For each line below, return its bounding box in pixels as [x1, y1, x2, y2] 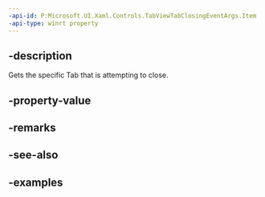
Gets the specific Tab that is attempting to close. [8, 70, 169, 80]
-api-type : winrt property [8, 19, 99, 27]
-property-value [8, 93, 92, 107]
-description [8, 49, 72, 63]
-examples [8, 175, 63, 189]
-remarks [8, 121, 56, 135]
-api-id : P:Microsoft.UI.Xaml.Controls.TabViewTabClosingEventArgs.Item [8, 11, 257, 20]
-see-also [8, 148, 59, 162]
